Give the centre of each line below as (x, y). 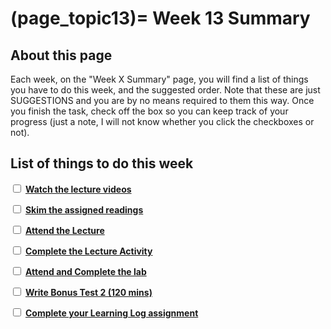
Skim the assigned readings (84, 209)
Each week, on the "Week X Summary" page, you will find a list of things (159, 79)
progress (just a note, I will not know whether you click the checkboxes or (162, 121)
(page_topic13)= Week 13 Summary (160, 18)
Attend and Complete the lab (85, 271)
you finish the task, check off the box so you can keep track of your (149, 111)
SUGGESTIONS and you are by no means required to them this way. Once (162, 100)
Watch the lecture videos (78, 189)
